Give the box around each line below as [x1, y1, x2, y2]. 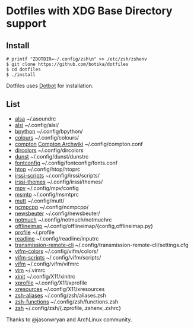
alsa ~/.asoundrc [14, 115, 56, 122]
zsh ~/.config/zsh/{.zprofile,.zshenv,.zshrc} [14, 304, 122, 311]
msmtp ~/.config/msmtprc [14, 191, 79, 198]
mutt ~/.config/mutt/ [14, 197, 65, 204]
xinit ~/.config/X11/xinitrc [14, 273, 75, 280]
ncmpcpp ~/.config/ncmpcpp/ [14, 203, 89, 210]
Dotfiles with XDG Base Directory [6, 4, 173, 18]
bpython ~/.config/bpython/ [14, 128, 83, 135]
